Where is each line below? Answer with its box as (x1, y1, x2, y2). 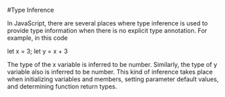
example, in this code (7, 34, 68, 42)
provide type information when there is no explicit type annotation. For (7, 27, 208, 34)
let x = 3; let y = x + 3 (7, 47, 68, 55)
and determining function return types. (7, 83, 117, 90)
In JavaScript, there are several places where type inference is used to (7, 19, 208, 27)
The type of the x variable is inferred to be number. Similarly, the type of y (7, 61, 217, 68)
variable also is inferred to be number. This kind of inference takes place (7, 68, 213, 76)
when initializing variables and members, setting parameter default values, (7, 75, 219, 83)
